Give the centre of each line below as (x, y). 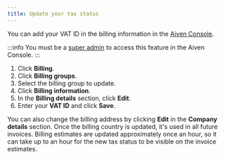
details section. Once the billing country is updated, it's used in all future (112, 126)
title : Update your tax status (53, 14)
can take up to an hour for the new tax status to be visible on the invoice (112, 141)
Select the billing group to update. (66, 83)
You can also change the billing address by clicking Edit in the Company (112, 119)
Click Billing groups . (47, 76)
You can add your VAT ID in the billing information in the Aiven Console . (111, 34)
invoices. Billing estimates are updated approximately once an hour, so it (112, 134)
